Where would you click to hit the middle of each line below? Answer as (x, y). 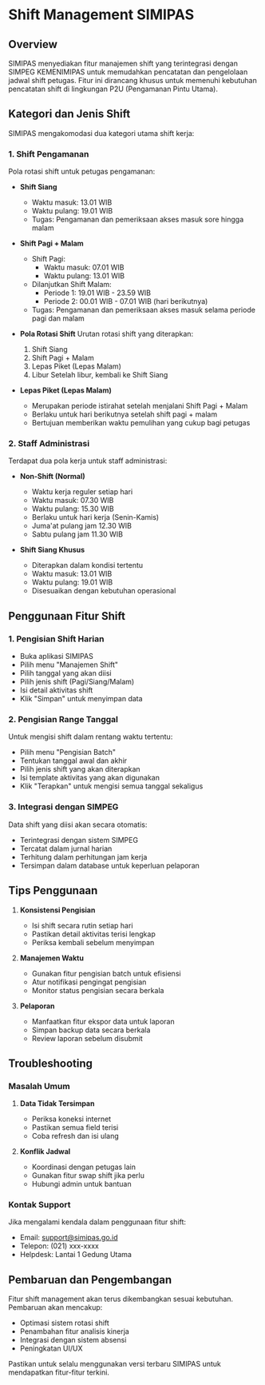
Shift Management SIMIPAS (101, 15)
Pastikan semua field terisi (75, 1128)
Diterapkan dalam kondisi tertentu (87, 565)
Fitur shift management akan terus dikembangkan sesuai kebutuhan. (121, 1299)
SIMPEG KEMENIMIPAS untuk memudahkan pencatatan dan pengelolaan (128, 72)
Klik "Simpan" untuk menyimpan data (81, 699)
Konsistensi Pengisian (57, 910)
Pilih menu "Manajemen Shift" (69, 665)
